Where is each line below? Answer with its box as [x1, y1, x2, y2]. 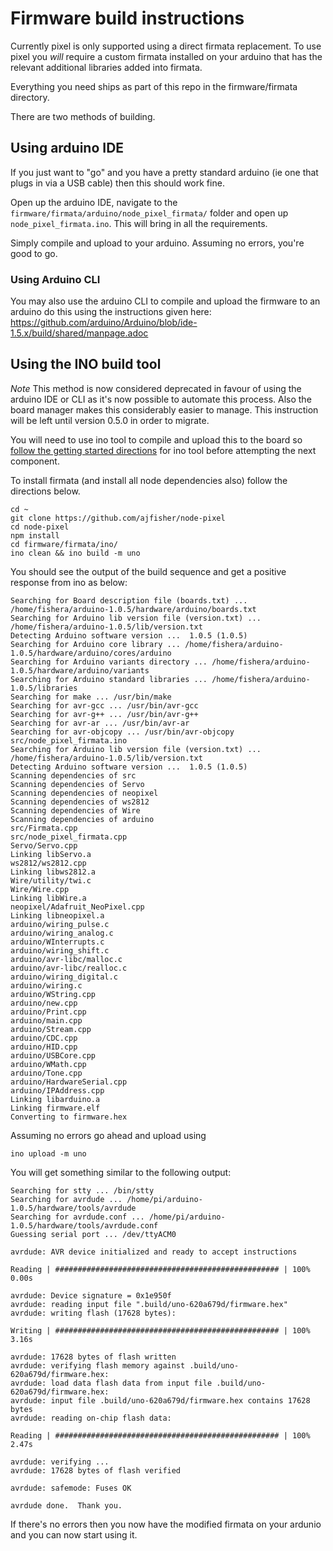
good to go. [10, 247, 58, 259]
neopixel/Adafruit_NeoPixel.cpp [10, 902, 145, 912]
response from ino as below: [10, 576, 128, 588]
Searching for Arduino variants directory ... [10, 657, 208, 667]
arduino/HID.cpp [10, 1042, 78, 1052]
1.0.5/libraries [10, 683, 78, 693]
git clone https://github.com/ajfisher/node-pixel [10, 513, 226, 523]
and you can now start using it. [10, 1528, 138, 1541]
